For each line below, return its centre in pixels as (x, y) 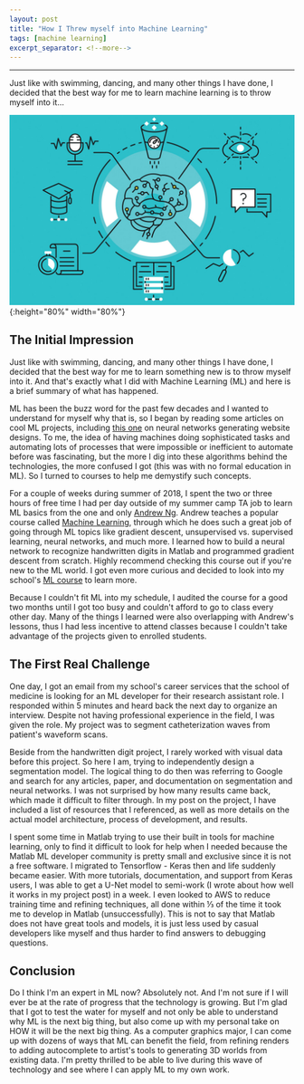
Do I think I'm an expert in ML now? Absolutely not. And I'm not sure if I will (149, 993)
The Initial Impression (71, 340)
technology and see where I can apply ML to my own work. (119, 1070)
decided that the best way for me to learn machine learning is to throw (140, 93)
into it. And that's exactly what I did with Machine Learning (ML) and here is (150, 381)
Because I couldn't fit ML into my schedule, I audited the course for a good (148, 597)
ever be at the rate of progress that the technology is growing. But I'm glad (148, 1002)
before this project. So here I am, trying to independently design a (132, 762)
